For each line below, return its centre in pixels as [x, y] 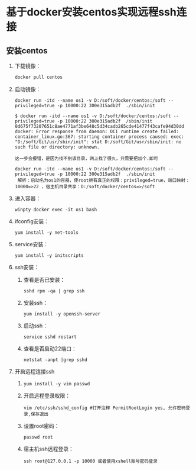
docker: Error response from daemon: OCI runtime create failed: [97, 131]
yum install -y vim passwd [57, 384]
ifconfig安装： [32, 221]
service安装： [32, 244]
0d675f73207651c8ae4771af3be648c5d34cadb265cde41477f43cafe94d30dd [99, 126]
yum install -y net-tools [46, 232]
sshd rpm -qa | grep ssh [54, 291]
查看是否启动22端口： [50, 348]
